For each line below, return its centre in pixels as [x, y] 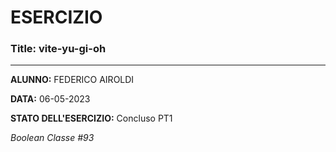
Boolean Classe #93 [52, 138]
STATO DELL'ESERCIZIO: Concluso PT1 [91, 118]
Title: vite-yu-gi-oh [58, 49]
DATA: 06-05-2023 [50, 99]
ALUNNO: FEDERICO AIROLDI [72, 80]
